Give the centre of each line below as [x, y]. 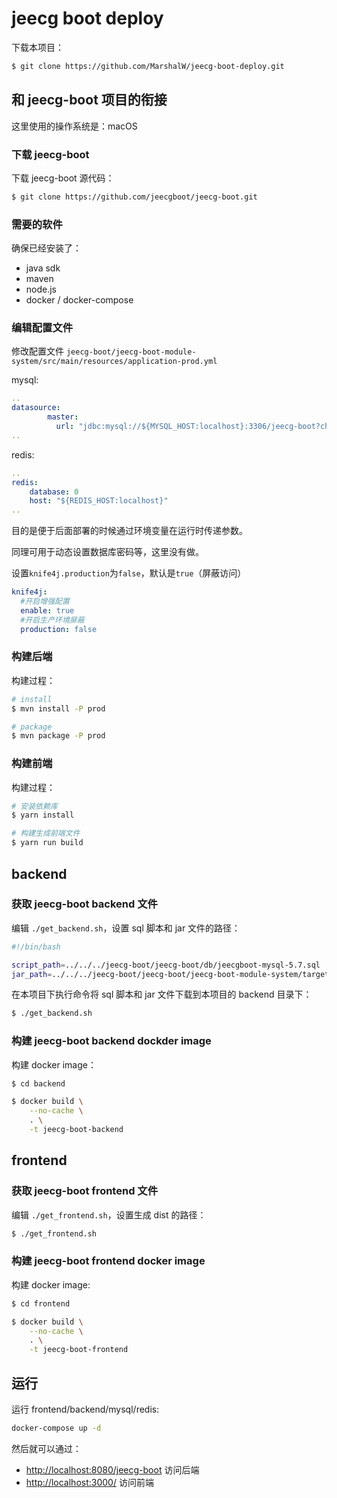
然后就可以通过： [46, 1448]
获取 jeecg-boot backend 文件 [84, 904]
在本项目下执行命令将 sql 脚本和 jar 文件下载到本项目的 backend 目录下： [162, 994]
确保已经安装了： [46, 248]
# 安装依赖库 [34, 806]
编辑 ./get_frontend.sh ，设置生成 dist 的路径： [109, 1214]
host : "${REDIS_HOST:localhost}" [99, 501]
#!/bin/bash [36, 947]
